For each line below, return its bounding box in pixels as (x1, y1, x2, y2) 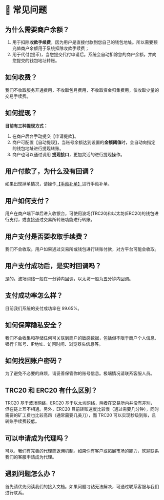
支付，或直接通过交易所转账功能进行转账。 (9, 217, 95, 223)
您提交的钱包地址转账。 (12, 58, 60, 63)
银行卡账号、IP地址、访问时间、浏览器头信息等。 (5, 341, 103, 347)
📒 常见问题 (5, 4, 47, 16)
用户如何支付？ (5, 196, 50, 205)
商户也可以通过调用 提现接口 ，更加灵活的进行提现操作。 (12, 151, 125, 157)
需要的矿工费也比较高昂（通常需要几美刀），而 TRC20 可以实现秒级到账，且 (5, 412, 156, 418)
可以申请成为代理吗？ (5, 434, 69, 442)
